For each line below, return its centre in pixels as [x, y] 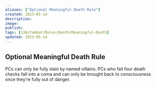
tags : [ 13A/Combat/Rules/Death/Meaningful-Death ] [57, 32]
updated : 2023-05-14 [26, 37]
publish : [14, 28]
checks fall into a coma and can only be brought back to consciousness [78, 74]
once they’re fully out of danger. [38, 79]
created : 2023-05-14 [26, 14]
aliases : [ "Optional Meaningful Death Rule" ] [53, 10]
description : [19, 19]
